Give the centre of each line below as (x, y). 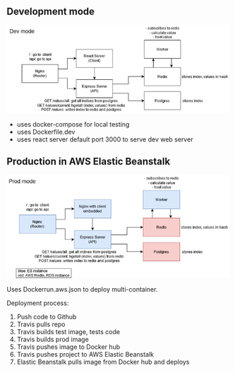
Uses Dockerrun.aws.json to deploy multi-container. (82, 289)
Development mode (51, 12)
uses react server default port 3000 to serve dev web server (105, 139)
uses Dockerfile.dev (46, 132)
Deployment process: (38, 303)
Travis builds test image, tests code (68, 332)
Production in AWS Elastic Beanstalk (89, 162)
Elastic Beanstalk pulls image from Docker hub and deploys (103, 362)
